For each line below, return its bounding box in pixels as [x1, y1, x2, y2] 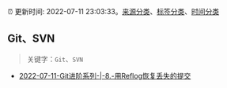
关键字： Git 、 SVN [26, 54, 84, 64]
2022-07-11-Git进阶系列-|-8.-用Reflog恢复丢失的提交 [18, 71, 191, 80]
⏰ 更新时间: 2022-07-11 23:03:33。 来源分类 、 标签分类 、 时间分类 [7, 7, 219, 16]
